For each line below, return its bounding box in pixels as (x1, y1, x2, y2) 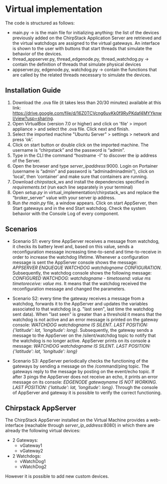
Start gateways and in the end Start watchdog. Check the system (12, 205, 146, 211)
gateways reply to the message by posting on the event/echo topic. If (12, 368, 155, 374)
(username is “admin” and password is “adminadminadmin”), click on (12, 168, 154, 174)
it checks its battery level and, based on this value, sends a (12, 243, 134, 249)
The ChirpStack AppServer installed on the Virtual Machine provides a (5, 417, 149, 423)
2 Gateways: (12, 437, 38, 443)
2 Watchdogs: (12, 453, 41, 459)
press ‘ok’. (12, 136, 33, 142)
